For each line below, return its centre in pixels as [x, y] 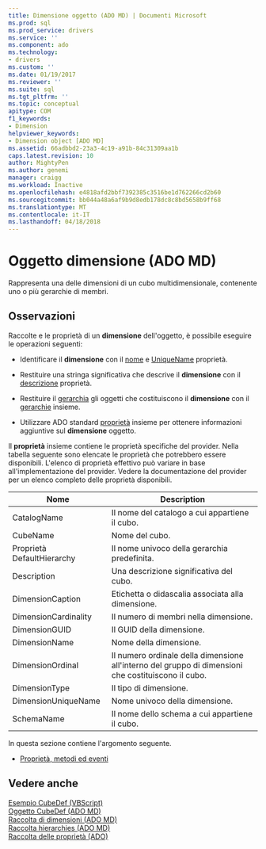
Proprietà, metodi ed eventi [64, 759]
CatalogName [38, 518]
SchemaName [38, 718]
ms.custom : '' [32, 67]
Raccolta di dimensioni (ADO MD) [63, 819]
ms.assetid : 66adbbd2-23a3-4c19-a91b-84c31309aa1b [93, 148]
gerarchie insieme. [50, 407]
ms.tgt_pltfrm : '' [38, 97]
